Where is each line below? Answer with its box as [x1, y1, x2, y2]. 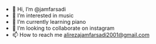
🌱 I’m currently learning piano [12, 18, 86, 25]
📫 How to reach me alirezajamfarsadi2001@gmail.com [12, 32, 150, 38]
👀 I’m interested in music [12, 12, 74, 19]
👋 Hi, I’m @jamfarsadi [12, 6, 66, 12]
